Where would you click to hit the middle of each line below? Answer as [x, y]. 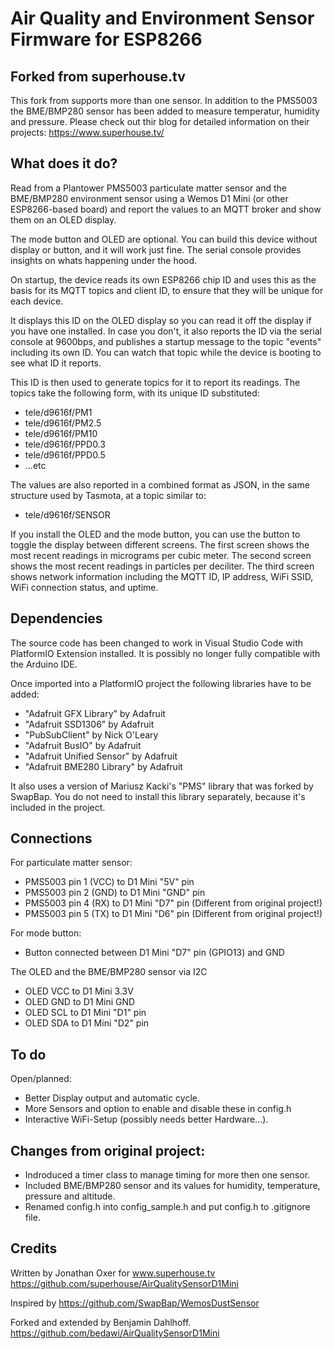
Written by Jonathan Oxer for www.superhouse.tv [113, 1273]
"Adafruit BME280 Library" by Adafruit [103, 766]
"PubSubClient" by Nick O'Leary [91, 734]
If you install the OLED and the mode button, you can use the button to [155, 534]
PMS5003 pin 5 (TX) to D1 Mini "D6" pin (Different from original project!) [173, 914]
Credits [34, 1248]
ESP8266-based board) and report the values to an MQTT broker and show [166, 209]
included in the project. [58, 807]
